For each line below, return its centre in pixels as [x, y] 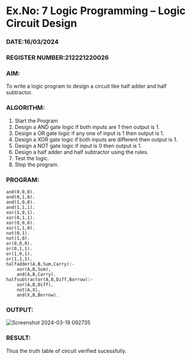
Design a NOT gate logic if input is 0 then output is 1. [78, 146]
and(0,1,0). [21, 197]
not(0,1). [18, 233]
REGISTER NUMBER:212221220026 [58, 58]
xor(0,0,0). [21, 223]
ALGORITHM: [26, 108]
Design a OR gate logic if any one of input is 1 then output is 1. [89, 133]
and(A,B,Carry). [37, 274]
